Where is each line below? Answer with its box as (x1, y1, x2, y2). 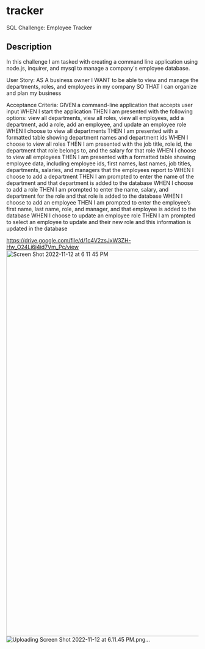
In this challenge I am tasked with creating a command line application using (6, 58, 198, 65)
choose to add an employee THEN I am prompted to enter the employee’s (6, 198, 191, 206)
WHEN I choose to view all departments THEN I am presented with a (6, 127, 178, 135)
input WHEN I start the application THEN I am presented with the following (6, 108, 193, 115)
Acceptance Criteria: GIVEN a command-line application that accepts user (6, 101, 193, 108)
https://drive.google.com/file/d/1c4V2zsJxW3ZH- (6, 236, 131, 244)
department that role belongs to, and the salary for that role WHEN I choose (6, 146, 196, 154)
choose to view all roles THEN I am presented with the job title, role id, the (6, 140, 192, 148)
